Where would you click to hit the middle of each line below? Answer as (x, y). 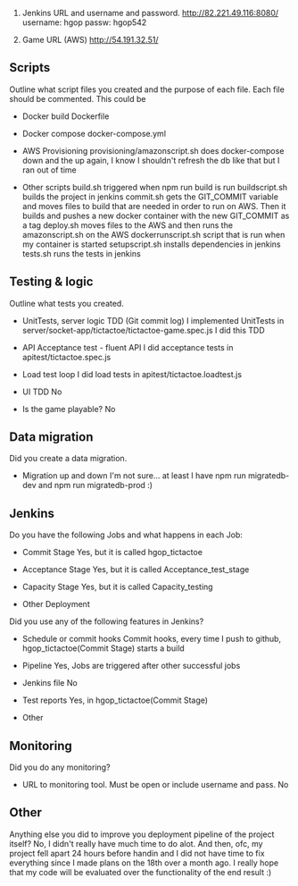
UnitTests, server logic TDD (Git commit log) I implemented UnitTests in (153, 320)
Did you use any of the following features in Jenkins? (107, 621)
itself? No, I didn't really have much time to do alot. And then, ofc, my (136, 843)
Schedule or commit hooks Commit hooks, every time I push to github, (152, 639)
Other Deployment (56, 604)
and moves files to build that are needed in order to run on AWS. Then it (154, 206)
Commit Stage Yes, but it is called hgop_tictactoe (112, 553)
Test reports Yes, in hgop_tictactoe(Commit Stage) (115, 700)
